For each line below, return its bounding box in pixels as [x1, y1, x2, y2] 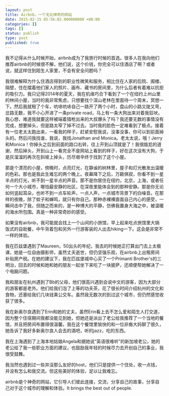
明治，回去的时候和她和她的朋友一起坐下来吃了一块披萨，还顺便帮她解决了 [5, 262, 159, 268]
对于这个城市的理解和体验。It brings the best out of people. [9, 385, 132, 391]
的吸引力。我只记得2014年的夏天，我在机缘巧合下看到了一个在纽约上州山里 [5, 90, 161, 96]
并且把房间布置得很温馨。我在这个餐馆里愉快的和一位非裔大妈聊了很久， [14, 321, 164, 327]
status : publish [5, 31, 39, 36]
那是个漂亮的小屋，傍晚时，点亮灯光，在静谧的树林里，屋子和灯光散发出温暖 [5, 165, 164, 171]
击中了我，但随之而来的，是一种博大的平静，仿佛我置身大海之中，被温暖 [14, 203, 164, 209]
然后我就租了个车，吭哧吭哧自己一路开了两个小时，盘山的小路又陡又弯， [14, 103, 164, 109]
